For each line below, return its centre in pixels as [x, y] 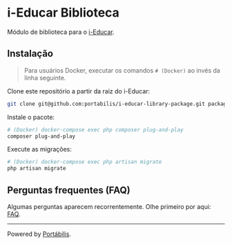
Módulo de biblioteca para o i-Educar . [61, 32]
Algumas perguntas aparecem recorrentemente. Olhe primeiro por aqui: [109, 206]
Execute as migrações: [40, 149]
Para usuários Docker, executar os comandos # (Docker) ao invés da [122, 70]
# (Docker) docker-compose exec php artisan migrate [85, 162]
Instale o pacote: [31, 117]
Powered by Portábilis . [39, 234]
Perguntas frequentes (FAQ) [69, 190]
